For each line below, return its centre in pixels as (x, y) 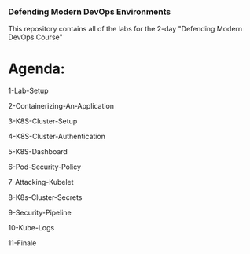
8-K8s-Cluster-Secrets (45, 197)
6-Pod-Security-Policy (44, 167)
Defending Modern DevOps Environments (90, 12)
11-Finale (22, 243)
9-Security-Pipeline (40, 213)
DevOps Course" (35, 37)
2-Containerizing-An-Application (61, 106)
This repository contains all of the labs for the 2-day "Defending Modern (125, 29)
